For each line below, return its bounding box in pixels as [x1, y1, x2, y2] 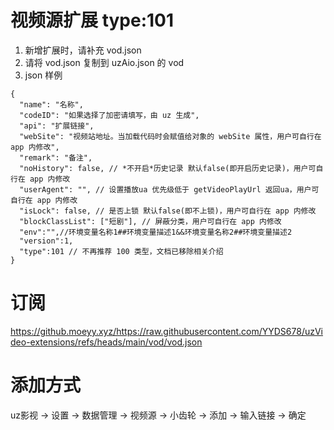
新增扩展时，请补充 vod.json [24, 44, 142, 56]
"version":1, [19, 236, 74, 246]
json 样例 [24, 69, 63, 81]
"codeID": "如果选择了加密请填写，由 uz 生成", [19, 110, 200, 120]
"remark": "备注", [19, 152, 93, 163]
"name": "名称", [19, 99, 84, 110]
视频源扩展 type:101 [10, 9, 175, 32]
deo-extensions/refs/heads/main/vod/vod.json [10, 336, 203, 348]
